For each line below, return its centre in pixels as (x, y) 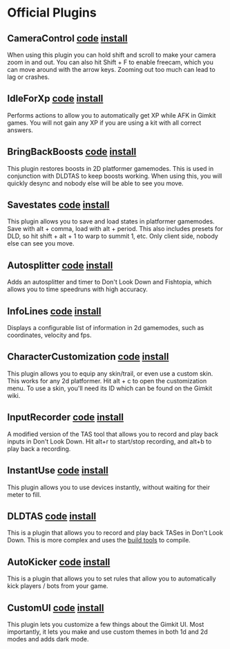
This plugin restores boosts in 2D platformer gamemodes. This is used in (111, 168)
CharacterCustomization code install (88, 357)
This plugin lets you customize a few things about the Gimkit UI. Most (106, 624)
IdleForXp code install (55, 99)
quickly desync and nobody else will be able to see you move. (96, 183)
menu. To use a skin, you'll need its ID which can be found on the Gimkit (110, 388)
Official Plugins (52, 13)
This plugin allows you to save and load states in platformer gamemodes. (111, 221)
